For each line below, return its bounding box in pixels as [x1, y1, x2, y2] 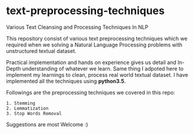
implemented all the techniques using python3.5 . [6, 78, 126, 85]
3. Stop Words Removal [6, 110, 62, 116]
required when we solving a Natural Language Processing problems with [6, 41, 183, 48]
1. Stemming [6, 100, 35, 106]
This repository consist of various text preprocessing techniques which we [6, 35, 188, 42]
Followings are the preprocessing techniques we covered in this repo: [6, 89, 176, 96]
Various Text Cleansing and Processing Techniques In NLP [6, 24, 149, 31]
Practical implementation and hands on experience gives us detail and [6, 59, 177, 66]
